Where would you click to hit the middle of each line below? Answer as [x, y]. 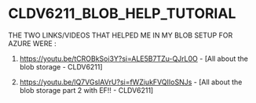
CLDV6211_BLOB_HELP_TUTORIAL [122, 14]
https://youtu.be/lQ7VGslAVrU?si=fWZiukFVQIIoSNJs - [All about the [131, 82]
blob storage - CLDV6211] [61, 66]
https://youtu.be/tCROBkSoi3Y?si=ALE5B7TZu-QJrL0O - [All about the [134, 59]
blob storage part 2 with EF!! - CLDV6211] [86, 90]
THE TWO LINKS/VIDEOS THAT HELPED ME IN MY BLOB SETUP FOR [121, 35]
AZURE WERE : [32, 43]
